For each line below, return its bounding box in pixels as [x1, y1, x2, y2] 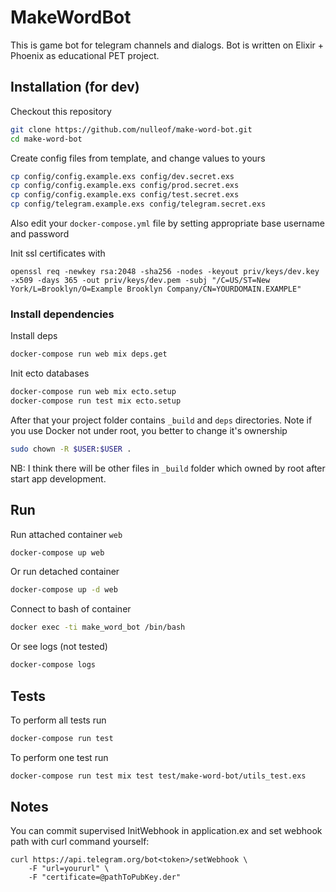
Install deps [10, 330, 58, 342]
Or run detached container [10, 566, 120, 578]
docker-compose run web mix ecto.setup [10, 387, 177, 397]
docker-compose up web [10, 547, 105, 558]
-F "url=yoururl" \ [28, 864, 110, 874]
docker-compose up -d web [10, 585, 118, 595]
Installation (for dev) [10, 79, 140, 96]
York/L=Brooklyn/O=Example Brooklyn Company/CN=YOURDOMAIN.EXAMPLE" [10, 284, 302, 294]
